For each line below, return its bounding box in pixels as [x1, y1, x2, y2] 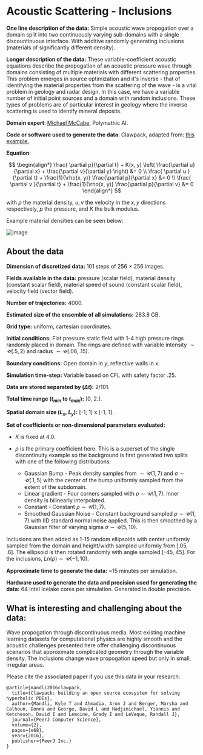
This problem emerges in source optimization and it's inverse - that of [6, 75, 181, 82]
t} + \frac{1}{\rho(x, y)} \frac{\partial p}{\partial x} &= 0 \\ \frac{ [33, 174, 191, 181]
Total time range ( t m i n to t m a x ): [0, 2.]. [6, 395, 102, 404]
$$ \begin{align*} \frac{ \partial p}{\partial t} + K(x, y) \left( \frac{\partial [8, 161, 188, 168]
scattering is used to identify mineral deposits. [6, 107, 122, 114]
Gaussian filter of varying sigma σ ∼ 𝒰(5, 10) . [24, 524, 138, 531]
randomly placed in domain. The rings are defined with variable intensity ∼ [6, 341, 195, 348]
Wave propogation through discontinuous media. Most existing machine [6, 629, 186, 636]
